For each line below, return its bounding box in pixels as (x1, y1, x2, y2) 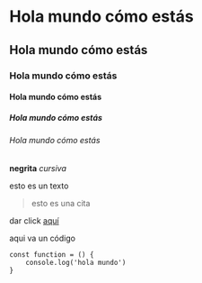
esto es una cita (31, 197, 91, 208)
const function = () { (9, 250, 94, 259)
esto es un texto (9, 180, 69, 191)
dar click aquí (9, 215, 60, 226)
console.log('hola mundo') (25, 258, 127, 267)
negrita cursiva (9, 162, 67, 173)
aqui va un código (9, 233, 76, 243)
